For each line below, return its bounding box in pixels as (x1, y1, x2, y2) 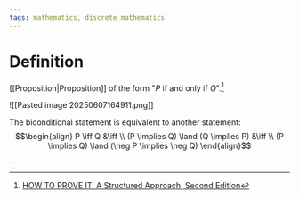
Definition (9, 51, 85, 71)
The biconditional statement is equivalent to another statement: (9, 117, 242, 128)
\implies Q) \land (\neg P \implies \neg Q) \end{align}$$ (47, 140, 252, 152)
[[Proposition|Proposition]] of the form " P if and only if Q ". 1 (9, 81, 224, 94)
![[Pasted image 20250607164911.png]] (9, 100, 154, 111)
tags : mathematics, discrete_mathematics (9, 12, 166, 22)
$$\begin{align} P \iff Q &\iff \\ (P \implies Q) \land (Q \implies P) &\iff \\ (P (14, 131, 285, 142)
